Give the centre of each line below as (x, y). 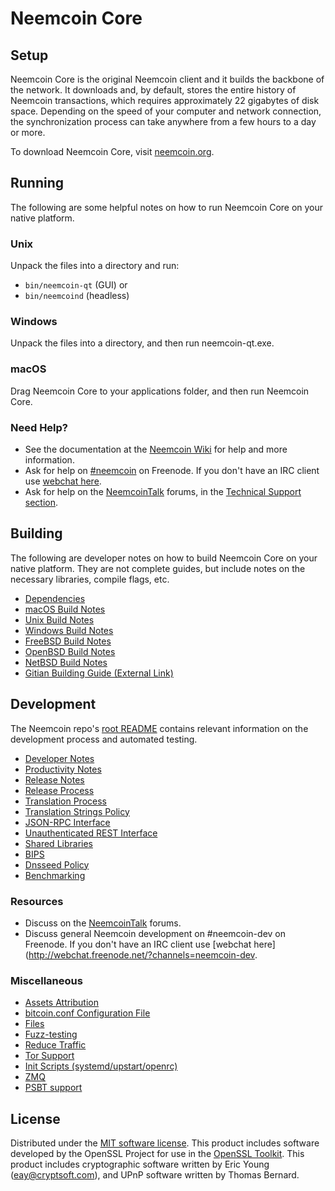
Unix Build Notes (59, 619)
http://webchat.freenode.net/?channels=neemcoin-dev (141, 954)
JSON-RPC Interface (67, 822)
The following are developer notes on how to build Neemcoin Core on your (164, 558)
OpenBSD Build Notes (70, 651)
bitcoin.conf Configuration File (87, 1013)
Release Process (59, 790)
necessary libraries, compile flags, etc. (90, 579)
